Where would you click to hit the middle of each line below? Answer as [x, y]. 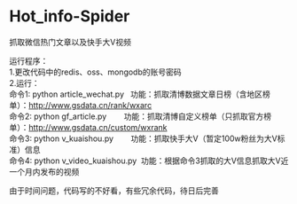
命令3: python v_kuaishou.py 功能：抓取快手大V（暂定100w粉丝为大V [143, 138]
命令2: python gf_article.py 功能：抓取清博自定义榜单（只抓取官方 [137, 116]
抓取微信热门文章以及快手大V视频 [70, 42]
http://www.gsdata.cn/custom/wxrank [98, 127]
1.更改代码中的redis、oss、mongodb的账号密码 [95, 72]
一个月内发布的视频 [44, 171]
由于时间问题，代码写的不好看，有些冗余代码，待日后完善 [114, 190]
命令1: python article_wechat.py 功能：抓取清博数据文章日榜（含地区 [136, 94]
